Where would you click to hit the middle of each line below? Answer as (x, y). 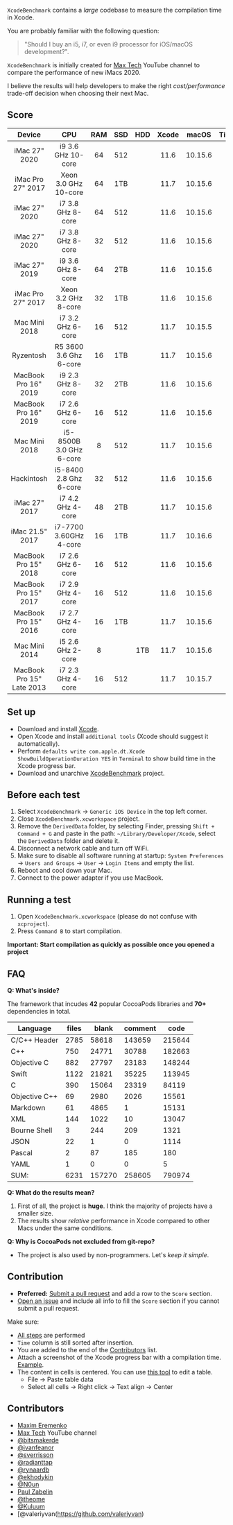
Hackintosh (29, 478)
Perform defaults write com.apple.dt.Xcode (81, 751)
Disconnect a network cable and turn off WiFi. (83, 849)
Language (35, 1028)
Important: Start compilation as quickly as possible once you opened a (111, 945)
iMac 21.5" (29, 531)
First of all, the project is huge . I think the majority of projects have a (115, 1206)
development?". (46, 52)
